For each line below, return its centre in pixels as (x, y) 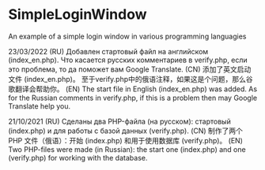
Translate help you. (40, 106)
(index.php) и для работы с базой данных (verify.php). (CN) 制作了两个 (126, 131)
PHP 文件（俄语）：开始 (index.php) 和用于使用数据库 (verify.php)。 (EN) (126, 140)
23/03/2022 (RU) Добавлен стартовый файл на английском (108, 51)
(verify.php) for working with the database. (78, 157)
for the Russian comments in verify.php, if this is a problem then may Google (133, 98)
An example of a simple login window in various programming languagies (127, 36)
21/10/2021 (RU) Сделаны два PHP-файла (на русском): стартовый (119, 121)
